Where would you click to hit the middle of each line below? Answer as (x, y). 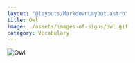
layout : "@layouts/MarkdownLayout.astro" (68, 13)
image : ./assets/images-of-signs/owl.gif (68, 26)
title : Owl (23, 20)
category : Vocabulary (38, 33)
